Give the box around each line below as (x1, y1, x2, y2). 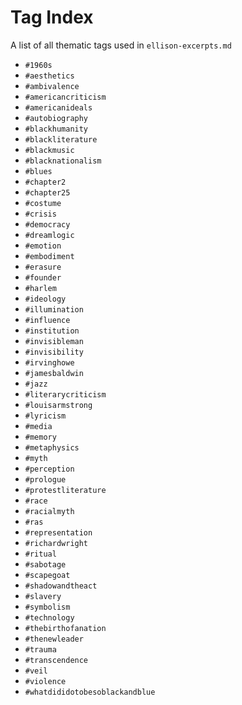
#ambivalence (24, 81, 80, 91)
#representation (24, 527, 93, 538)
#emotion (24, 241, 62, 251)
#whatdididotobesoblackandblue (24, 687, 156, 697)
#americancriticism (24, 92, 107, 102)
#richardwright (24, 538, 89, 548)
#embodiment (24, 251, 75, 261)
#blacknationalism (24, 156, 102, 166)
